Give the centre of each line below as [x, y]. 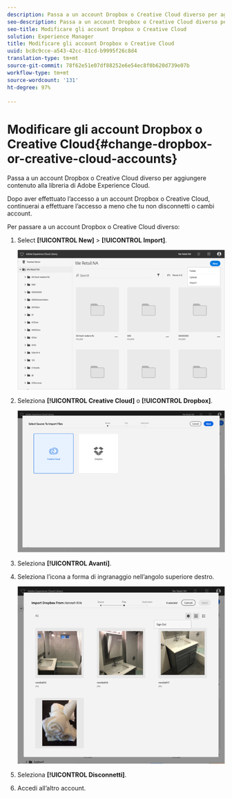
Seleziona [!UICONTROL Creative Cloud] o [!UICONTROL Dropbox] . [115, 400]
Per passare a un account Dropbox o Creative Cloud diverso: [94, 227]
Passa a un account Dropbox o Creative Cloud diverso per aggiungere [107, 178]
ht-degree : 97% [29, 87]
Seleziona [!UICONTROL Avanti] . [64, 563]
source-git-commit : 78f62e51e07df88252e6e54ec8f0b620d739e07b [98, 66]
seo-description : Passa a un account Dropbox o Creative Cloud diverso [112, 22]
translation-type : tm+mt [43, 59]
